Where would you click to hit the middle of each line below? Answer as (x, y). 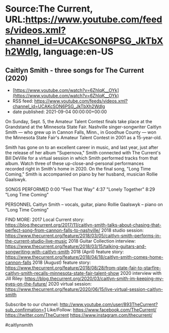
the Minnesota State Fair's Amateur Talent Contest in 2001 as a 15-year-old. (83, 137)
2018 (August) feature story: (62, 262)
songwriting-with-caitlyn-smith (37, 252)
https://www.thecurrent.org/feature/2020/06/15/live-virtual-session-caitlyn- (84, 289)
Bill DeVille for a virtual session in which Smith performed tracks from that (82, 158)
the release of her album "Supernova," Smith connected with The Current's (83, 153)
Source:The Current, (49, 9)
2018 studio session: (123, 230)
